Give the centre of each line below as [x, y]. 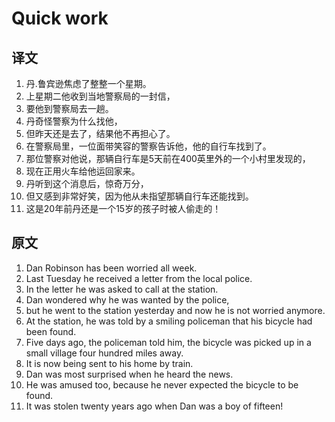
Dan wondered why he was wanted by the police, [127, 299]
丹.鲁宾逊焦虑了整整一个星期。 [88, 83]
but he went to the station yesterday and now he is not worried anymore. [175, 310]
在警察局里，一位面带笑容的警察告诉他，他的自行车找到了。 [148, 146]
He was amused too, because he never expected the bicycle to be [162, 384]
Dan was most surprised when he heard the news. [129, 374]
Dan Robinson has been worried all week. [111, 268]
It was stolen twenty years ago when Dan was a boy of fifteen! [154, 406]
